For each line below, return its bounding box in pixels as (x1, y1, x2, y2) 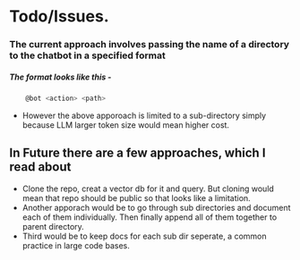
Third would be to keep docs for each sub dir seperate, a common (21, 231, 267, 241)
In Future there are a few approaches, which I (9, 146, 266, 161)
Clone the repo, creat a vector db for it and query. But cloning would (21, 183, 275, 194)
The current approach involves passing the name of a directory (9, 38, 289, 51)
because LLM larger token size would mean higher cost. (21, 119, 230, 130)
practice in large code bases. (21, 239, 130, 251)
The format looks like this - (9, 71, 112, 82)
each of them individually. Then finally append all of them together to (21, 212, 278, 222)
